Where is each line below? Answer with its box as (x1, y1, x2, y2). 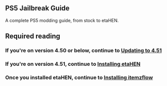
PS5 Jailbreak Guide (5, 4, 70, 13)
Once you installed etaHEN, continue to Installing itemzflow (5, 74, 153, 81)
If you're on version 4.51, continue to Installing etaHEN (5, 60, 140, 67)
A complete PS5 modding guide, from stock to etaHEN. (5, 17, 119, 23)
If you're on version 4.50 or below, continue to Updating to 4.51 (5, 47, 162, 54)
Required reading (5, 32, 61, 41)
